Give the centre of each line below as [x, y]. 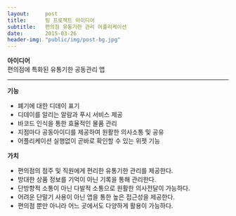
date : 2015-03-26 [42, 33]
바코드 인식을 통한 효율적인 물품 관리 [67, 123]
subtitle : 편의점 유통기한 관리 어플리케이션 [67, 27]
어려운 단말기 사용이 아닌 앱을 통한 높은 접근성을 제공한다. [96, 197]
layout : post [33, 14]
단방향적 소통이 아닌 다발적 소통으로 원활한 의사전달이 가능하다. [104, 188]
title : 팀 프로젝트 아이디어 [51, 20]
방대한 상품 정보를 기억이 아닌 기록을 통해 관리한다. [87, 180]
